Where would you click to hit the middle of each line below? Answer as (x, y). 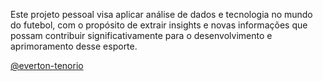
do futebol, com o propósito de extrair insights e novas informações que (159, 25)
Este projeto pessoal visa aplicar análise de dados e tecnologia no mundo (161, 14)
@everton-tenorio (47, 65)
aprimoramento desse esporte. (74, 46)
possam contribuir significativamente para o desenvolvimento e (141, 35)
